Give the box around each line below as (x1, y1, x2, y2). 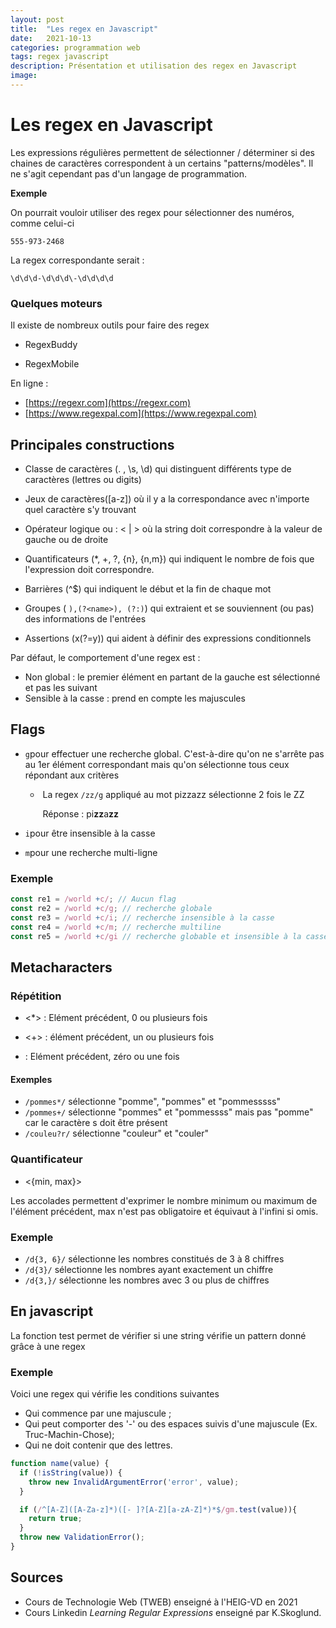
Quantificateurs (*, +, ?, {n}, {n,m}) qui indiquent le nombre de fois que (24, 552, 315, 565)
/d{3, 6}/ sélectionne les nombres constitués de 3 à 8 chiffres (24, 1252, 285, 1265)
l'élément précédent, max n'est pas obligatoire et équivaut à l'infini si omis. (10, 1205, 319, 1217)
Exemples (10, 1073, 53, 1085)
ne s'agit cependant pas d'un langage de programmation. (10, 167, 247, 180)
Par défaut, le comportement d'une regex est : (10, 651, 201, 663)
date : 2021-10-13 (10, 33, 92, 43)
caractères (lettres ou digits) (24, 473, 142, 485)
